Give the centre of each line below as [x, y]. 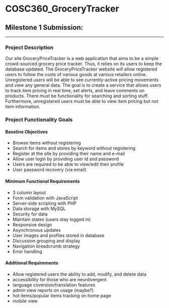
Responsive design [32, 224]
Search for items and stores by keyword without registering [74, 148]
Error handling [27, 251]
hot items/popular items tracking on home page [62, 295]
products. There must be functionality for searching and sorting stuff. [77, 96]
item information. [23, 107]
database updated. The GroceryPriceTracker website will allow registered [81, 69]
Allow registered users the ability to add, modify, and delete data [79, 274]
